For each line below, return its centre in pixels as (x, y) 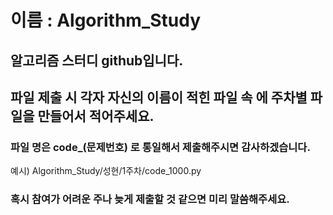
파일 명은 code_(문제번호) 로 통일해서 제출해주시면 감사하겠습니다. (160, 147)
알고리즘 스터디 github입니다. (97, 60)
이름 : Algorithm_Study (106, 20)
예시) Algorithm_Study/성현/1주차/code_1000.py (106, 171)
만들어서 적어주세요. (96, 116)
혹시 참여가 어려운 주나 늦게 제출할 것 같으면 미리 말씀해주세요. (150, 199)
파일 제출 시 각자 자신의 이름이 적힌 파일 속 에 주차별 (159, 97)
